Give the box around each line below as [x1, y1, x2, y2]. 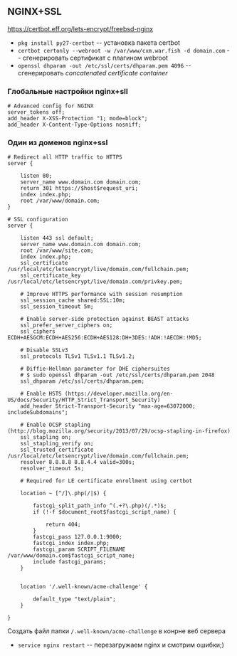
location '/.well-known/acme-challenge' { [20, 583, 148, 591]
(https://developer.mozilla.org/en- [64, 391, 174, 398]
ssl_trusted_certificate [20, 446, 94, 454]
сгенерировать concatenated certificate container [17, 68, 169, 77]
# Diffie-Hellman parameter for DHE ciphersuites [20, 366, 171, 373]
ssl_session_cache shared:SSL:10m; [20, 297, 126, 305]
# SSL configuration [7, 216, 69, 223]
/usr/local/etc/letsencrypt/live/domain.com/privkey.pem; [7, 278, 183, 285]
